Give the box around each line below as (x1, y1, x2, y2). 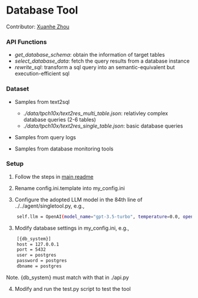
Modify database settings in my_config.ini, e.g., (14, 224, 130, 231)
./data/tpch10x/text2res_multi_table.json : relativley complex (23, 110, 169, 117)
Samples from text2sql (14, 98, 70, 105)
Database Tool (6, 4, 78, 17)
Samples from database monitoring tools (14, 145, 114, 152)
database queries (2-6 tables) (23, 116, 96, 123)
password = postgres (16, 258, 67, 264)
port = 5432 (16, 247, 46, 253)
